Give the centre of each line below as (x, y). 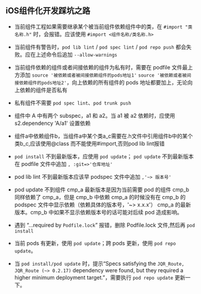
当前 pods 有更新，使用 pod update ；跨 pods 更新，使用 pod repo (95, 243)
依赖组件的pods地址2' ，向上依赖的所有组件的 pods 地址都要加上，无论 (103, 82)
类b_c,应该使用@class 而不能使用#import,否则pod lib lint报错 (89, 143)
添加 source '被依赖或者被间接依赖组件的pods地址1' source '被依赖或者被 (103, 75)
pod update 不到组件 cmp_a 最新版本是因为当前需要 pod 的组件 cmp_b (102, 190)
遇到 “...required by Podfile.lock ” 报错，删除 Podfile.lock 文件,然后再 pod (104, 225)
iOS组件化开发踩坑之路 (48, 11)
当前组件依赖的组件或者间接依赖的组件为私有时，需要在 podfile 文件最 (101, 67)
